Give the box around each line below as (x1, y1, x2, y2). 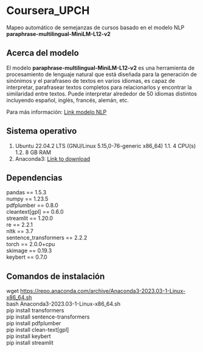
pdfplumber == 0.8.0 (6, 202, 59, 209)
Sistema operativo (6, 126, 77, 136)
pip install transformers (6, 307, 64, 314)
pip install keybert (6, 333, 51, 340)
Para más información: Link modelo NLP (6, 108, 107, 116)
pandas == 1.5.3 (6, 189, 47, 196)
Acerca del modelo (6, 48, 79, 58)
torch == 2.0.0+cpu (6, 241, 55, 248)
